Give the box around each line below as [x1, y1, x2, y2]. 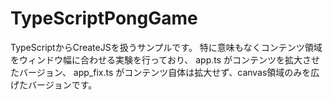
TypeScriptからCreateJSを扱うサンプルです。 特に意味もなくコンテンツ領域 [10, 41, 323, 53]
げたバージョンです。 [10, 78, 98, 91]
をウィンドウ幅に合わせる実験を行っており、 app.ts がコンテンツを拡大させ [10, 53, 321, 66]
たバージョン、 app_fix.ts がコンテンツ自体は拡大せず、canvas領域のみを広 [10, 66, 320, 78]
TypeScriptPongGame [10, 7, 198, 30]
